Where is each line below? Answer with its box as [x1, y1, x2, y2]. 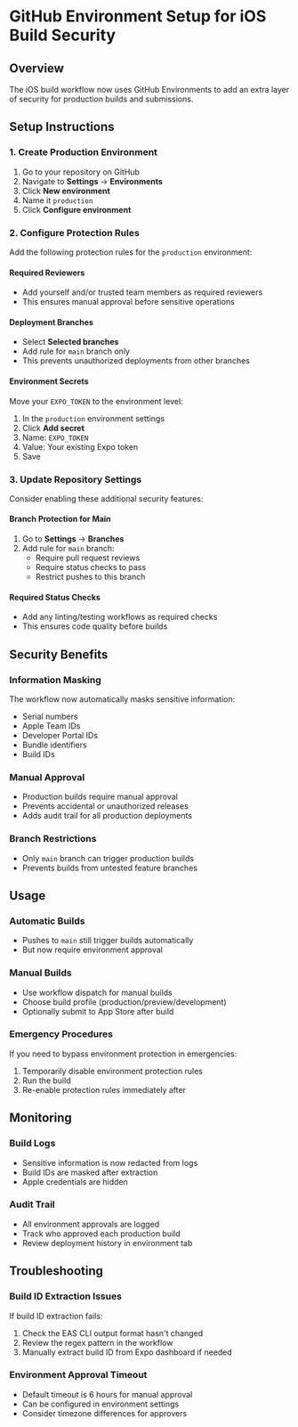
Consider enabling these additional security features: [9, 493, 204, 504]
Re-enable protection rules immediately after [21, 1084, 187, 1095]
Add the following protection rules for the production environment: [9, 247, 253, 257]
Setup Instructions [9, 119, 115, 135]
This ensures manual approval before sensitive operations [21, 297, 236, 307]
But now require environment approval [21, 944, 163, 955]
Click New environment [21, 185, 111, 196]
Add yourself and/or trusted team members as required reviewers [21, 287, 263, 298]
